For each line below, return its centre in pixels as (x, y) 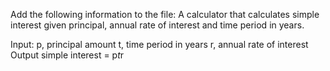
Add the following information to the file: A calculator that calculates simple (165, 14)
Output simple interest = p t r (67, 55)
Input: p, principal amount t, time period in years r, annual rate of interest (159, 44)
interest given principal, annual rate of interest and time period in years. (157, 25)
